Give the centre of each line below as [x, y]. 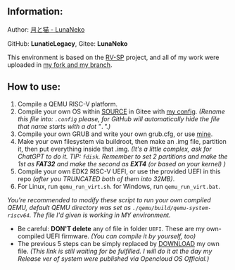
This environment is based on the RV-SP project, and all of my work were [113, 57]
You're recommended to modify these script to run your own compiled [109, 200]
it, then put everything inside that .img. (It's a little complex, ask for [115, 149]
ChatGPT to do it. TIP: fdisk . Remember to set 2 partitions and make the [122, 156]
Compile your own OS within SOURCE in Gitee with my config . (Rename [121, 111]
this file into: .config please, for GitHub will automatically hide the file [119, 118]
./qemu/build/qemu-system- [172, 208]
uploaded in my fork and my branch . [60, 65]
